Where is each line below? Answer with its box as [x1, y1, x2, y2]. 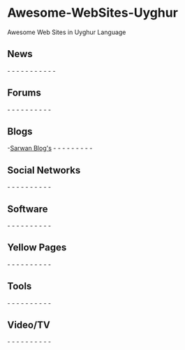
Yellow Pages [7, 242, 67, 254]
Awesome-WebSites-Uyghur [7, 5, 178, 21]
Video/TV [7, 319, 50, 331]
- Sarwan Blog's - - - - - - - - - [7, 144, 93, 153]
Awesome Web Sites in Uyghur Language [7, 28, 126, 36]
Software [7, 203, 48, 215]
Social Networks [7, 164, 81, 176]
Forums [7, 87, 42, 99]
